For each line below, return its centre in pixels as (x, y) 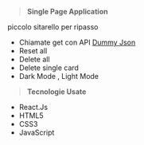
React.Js (33, 107)
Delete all (34, 59)
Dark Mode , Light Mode (59, 76)
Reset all (33, 51)
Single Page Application (67, 12)
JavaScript (37, 132)
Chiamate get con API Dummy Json (77, 42)
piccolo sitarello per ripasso (53, 27)
